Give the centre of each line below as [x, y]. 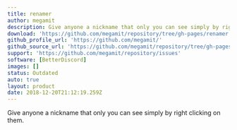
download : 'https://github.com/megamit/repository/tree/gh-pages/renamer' [120, 34]
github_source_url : [36, 47]
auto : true [23, 79]
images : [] [23, 66]
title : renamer [30, 14]
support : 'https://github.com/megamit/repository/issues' [94, 54]
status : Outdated [33, 73]
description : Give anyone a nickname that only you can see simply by [113, 27]
